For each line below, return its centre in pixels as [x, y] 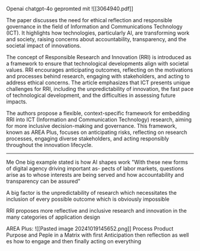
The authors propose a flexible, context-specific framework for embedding [98, 113]
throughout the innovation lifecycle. [50, 145]
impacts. [17, 102]
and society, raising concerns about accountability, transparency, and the [96, 39]
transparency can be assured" [43, 181]
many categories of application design [53, 217]
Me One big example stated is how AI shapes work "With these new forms [97, 162]
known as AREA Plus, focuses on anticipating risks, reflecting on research [97, 132]
